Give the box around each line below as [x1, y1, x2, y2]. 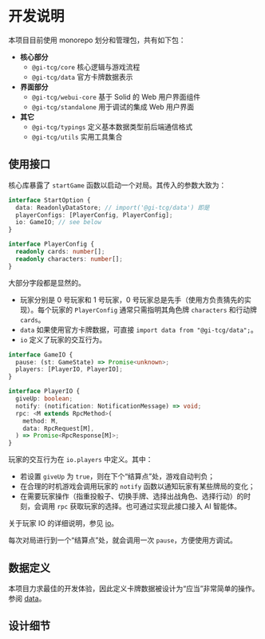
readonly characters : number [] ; [15, 254, 124, 263]
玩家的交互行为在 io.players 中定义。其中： [8, 455, 153, 464]
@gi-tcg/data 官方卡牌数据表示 [31, 72, 133, 81]
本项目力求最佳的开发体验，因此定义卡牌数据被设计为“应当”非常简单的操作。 [8, 583, 259, 593]
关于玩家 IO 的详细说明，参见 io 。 [8, 519, 119, 528]
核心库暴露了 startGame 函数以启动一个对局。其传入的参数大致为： [8, 180, 227, 190]
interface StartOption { [8, 196, 91, 204]
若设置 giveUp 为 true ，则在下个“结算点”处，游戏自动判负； [19, 471, 216, 481]
